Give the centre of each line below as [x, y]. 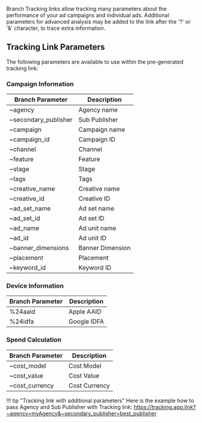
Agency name [98, 110]
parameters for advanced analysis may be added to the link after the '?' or [99, 22]
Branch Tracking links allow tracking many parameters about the [86, 9]
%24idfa [22, 322]
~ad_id [19, 238]
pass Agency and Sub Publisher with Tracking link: [70, 407]
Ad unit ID [93, 238]
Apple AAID [85, 312]
